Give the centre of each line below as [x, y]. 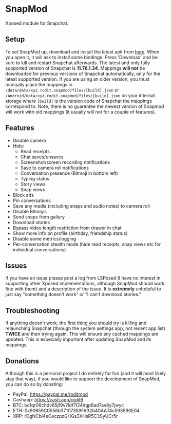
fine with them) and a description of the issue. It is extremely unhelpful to [83, 289]
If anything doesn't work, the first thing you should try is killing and [76, 323]
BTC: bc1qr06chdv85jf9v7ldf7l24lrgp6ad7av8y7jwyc [68, 405]
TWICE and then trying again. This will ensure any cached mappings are [82, 334]
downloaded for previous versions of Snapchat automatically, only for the [83, 73]
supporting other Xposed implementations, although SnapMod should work [85, 284]
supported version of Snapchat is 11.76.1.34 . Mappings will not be [75, 68]
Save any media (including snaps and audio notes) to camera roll [81, 206]
